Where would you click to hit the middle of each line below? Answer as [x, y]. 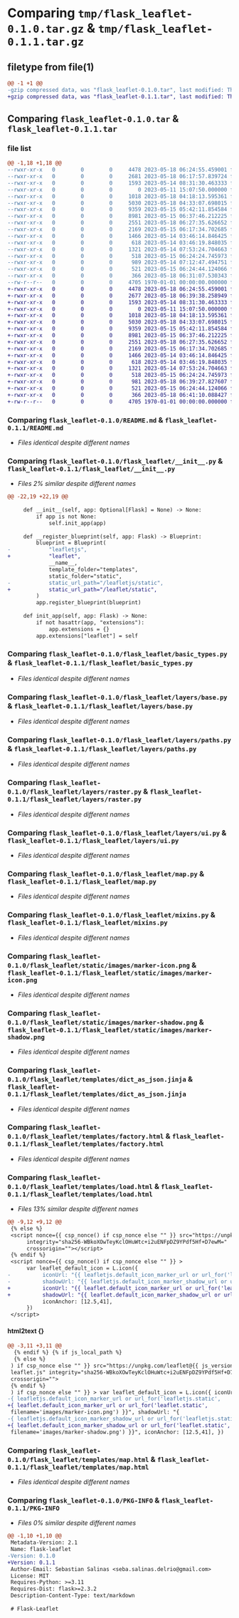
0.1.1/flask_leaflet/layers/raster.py [75, 800]
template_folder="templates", [94, 569]
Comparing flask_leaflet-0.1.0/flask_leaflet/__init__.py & [115, 461]
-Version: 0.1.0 [31, 1556]
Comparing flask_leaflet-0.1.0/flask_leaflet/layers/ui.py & [117, 833]
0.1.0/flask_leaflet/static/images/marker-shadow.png [102, 1022]
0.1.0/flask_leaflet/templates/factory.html [86, 1137]
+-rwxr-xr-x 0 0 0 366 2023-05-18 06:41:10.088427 [117, 395]
